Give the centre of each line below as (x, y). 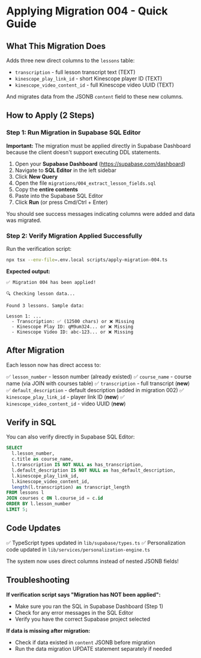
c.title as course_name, (43, 459)
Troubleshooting (38, 580)
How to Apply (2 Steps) (50, 115)
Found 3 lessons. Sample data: (45, 306)
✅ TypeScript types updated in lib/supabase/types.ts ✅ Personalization (96, 543)
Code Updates (34, 528)
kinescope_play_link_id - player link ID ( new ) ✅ (65, 397)
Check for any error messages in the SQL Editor (74, 612)
